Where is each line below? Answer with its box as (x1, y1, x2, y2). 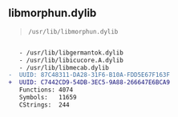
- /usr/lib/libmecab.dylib (18, 63, 110, 71)
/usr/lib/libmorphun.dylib (27, 27, 119, 35)
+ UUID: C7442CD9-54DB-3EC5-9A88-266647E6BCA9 (8, 79, 171, 87)
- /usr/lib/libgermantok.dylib (18, 48, 124, 57)
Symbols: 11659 (18, 94, 78, 102)
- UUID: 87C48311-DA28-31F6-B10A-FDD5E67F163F (8, 71, 171, 79)
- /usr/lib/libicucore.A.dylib (18, 56, 124, 64)
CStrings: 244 (18, 100, 70, 109)
